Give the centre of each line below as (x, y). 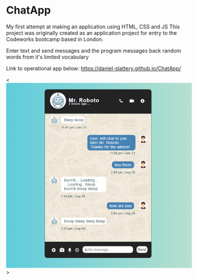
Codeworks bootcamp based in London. (55, 39)
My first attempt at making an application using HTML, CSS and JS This (93, 27)
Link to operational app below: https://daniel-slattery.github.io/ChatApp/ (94, 68)
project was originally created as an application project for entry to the (92, 32)
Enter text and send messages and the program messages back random (94, 50)
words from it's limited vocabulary (47, 57)
